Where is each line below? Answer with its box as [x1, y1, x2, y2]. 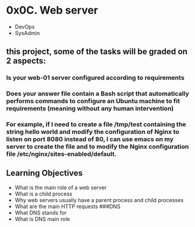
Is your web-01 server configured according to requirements [6, 73, 185, 82]
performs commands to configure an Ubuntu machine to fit [6, 97, 180, 105]
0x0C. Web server [6, 4, 99, 17]
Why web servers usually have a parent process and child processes [14, 196, 184, 203]
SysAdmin [14, 29, 40, 36]
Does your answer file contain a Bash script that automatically [6, 89, 189, 98]
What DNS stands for [14, 209, 67, 216]
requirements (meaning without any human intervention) [6, 104, 174, 113]
